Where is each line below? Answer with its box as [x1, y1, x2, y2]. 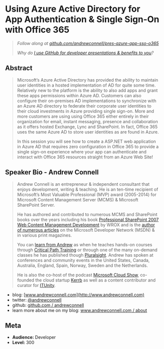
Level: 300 [12, 340, 35, 346]
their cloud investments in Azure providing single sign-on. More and [17, 108, 154, 114]
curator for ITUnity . [17, 282, 56, 288]
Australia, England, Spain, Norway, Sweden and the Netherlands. [17, 262, 148, 268]
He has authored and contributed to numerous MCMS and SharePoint [17, 211, 158, 217]
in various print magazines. [17, 232, 72, 238]
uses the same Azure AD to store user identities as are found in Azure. [17, 129, 159, 135]
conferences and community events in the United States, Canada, [17, 257, 150, 263]
